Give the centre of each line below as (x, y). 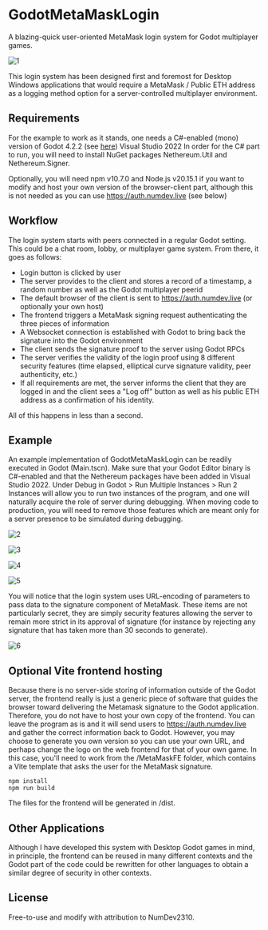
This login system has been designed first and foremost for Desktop (120, 76)
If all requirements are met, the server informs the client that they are (133, 383)
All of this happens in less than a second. (76, 415)
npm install (28, 781)
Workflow (33, 221)
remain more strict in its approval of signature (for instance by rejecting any (132, 622)
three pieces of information (65, 323)
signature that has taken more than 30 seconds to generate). (108, 630)
